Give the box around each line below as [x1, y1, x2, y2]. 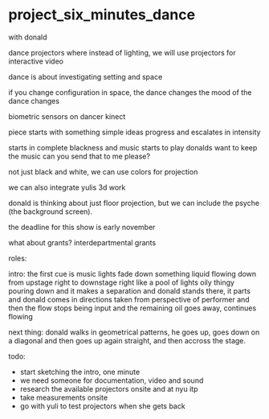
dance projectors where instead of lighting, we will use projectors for [8, 47, 237, 57]
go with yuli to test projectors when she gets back [19, 401, 186, 411]
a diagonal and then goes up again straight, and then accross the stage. [8, 335, 247, 345]
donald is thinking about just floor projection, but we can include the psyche [8, 198, 259, 207]
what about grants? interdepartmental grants [8, 237, 157, 247]
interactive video [8, 56, 64, 66]
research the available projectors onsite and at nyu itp [19, 384, 198, 393]
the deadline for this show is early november [8, 222, 156, 232]
